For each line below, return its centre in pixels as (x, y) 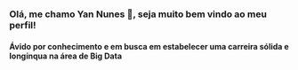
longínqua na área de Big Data (66, 56)
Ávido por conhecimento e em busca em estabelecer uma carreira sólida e (149, 46)
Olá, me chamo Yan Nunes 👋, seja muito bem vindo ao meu (138, 14)
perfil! (23, 25)
